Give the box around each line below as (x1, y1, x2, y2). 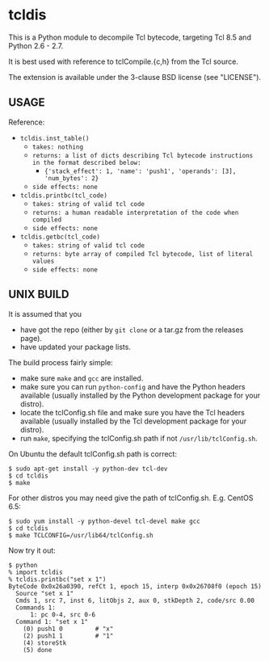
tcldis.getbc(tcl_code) (19, 233, 101, 241)
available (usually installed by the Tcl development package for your (19, 416, 247, 426)
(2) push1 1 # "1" (23, 632, 114, 640)
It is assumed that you (8, 309, 82, 318)
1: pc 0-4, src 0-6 (29, 610, 95, 619)
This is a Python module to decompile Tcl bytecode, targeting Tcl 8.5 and (8, 32, 252, 42)
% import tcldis (8, 568, 63, 576)
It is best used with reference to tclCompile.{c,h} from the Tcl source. (8, 57, 238, 66)
